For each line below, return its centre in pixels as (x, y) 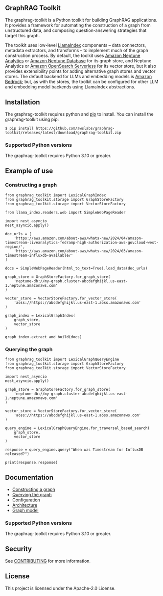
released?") (17, 454)
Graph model (25, 510)
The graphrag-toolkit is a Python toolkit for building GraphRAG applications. (81, 20)
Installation (23, 102)
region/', (15, 247)
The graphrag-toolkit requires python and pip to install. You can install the (79, 114)
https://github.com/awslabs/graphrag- (75, 128)
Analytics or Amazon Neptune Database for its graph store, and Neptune (78, 60)
